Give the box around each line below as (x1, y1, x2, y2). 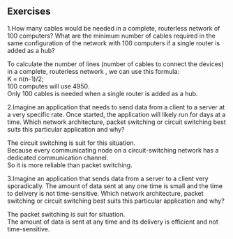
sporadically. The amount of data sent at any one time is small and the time (7, 181, 223, 190)
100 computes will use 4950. (7, 82, 90, 90)
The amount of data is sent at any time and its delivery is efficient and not (7, 217, 218, 226)
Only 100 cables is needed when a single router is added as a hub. (7, 89, 198, 98)
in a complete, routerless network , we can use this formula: (7, 67, 180, 75)
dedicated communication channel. (7, 153, 109, 162)
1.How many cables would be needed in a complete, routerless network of (7, 24, 220, 32)
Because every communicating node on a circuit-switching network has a (7, 146, 219, 154)
